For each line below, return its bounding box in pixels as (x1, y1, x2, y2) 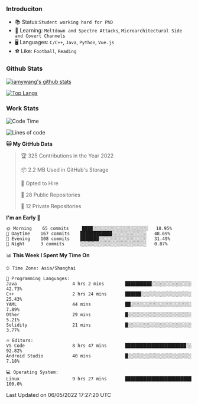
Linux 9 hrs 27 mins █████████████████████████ (6, 376, 192, 382)
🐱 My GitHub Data (6, 140, 53, 147)
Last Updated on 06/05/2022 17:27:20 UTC (6, 391, 111, 398)
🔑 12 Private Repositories (20, 202, 82, 209)
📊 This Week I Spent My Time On (6, 251, 90, 258)
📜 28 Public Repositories (20, 191, 81, 198)
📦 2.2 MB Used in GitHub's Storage (20, 166, 109, 173)
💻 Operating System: (6, 369, 59, 375)
